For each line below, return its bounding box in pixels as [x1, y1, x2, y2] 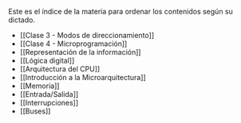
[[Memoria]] [19, 81, 60, 90]
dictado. [8, 15, 36, 25]
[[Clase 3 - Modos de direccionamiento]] [19, 31, 155, 40]
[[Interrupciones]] [19, 98, 79, 107]
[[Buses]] [19, 106, 51, 116]
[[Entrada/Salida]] [19, 90, 79, 98]
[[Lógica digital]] [19, 56, 75, 65]
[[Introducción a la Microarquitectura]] [19, 73, 146, 82]
